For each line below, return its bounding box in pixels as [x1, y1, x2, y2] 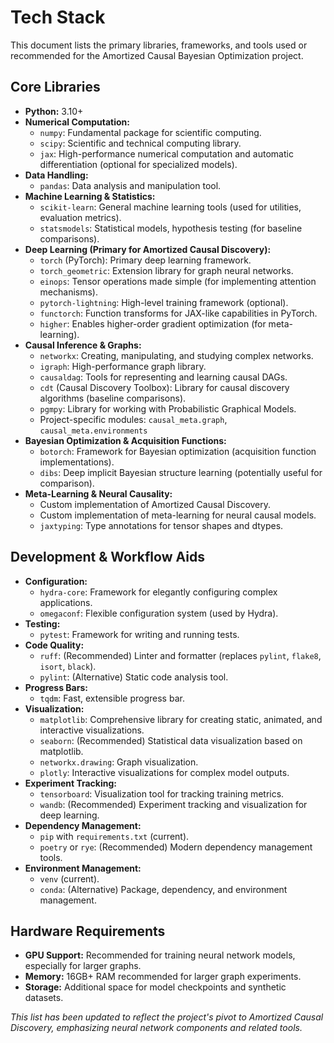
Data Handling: [24, 169, 89, 181]
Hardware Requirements [10, 922, 166, 940]
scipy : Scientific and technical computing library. [39, 137, 242, 149]
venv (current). [39, 872, 100, 885]
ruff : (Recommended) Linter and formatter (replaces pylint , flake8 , [39, 649, 322, 661]
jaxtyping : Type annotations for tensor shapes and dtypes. [39, 519, 284, 531]
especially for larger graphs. [24, 960, 142, 972]
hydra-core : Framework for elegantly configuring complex [39, 586, 278, 598]
